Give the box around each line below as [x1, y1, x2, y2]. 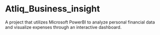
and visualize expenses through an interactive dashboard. [5, 24, 122, 30]
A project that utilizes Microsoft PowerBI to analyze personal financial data [5, 19, 155, 25]
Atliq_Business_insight [5, 3, 100, 14]
